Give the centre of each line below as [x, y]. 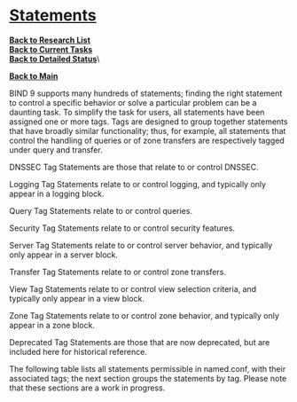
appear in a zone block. [52, 325]
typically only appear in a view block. [77, 298]
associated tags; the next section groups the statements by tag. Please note [148, 378]
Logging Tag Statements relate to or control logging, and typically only [138, 184]
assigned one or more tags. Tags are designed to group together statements [148, 122]
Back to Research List [50, 40]
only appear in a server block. [63, 255]
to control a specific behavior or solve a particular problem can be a [133, 102]
